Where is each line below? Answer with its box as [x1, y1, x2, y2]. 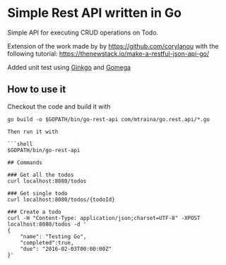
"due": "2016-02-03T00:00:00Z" [20, 245, 112, 252]
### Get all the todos [7, 171, 74, 178]
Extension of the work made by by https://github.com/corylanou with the [7, 42, 219, 50]
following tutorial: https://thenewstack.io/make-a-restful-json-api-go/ [7, 49, 210, 58]
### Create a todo [7, 208, 61, 216]
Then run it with [7, 128, 59, 135]
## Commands [7, 159, 42, 166]
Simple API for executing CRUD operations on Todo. [7, 28, 159, 37]
